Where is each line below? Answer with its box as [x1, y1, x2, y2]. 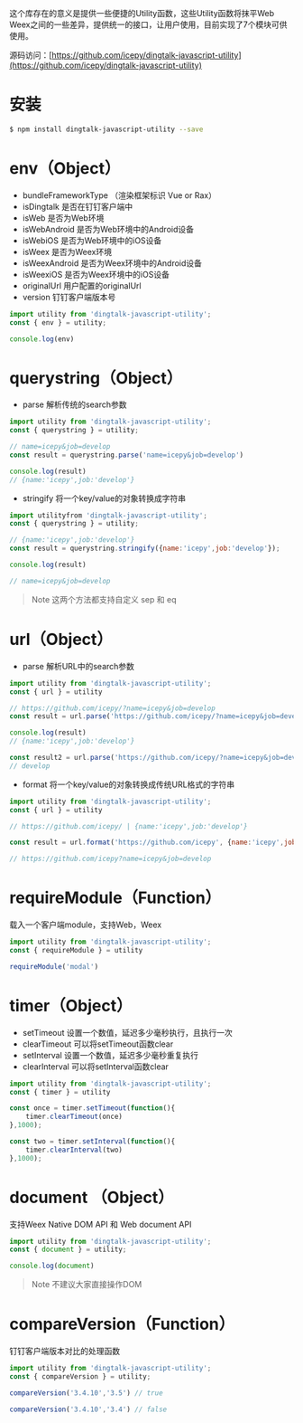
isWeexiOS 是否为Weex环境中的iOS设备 [22, 269, 170, 280]
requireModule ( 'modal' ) [9, 962, 99, 971]
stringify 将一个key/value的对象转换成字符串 [22, 492, 187, 504]
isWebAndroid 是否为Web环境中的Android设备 [22, 223, 195, 234]
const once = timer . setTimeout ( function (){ [9, 1104, 176, 1113]
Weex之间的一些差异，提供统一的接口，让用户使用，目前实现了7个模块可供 [9, 19, 288, 30]
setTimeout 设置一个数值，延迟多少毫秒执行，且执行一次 [22, 1027, 233, 1038]
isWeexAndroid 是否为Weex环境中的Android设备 [22, 257, 203, 269]
